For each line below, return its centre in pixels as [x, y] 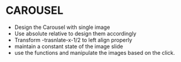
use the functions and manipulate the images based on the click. [95, 52]
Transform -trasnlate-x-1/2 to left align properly [73, 40]
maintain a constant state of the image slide [68, 46]
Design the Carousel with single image [62, 27]
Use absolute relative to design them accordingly [75, 33]
